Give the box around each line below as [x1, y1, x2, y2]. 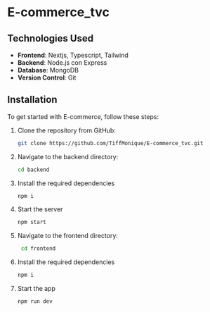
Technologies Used [7, 32, 93, 44]
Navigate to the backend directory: [17, 152, 119, 161]
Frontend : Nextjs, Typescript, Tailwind [17, 51, 129, 59]
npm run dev [17, 298, 53, 305]
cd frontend [20, 245, 56, 252]
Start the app [17, 285, 56, 293]
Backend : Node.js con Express [17, 58, 107, 67]
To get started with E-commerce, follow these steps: [7, 112, 159, 120]
